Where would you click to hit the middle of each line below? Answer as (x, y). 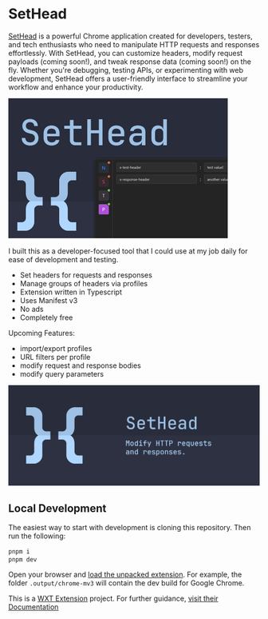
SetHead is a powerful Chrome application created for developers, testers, (130, 36)
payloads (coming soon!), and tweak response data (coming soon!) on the (130, 62)
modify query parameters (62, 373)
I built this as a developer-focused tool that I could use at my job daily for (128, 251)
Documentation (33, 607)
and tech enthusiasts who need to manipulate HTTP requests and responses (134, 44)
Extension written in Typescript (71, 292)
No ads (32, 309)
